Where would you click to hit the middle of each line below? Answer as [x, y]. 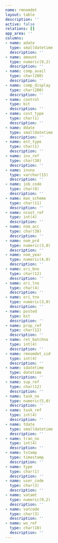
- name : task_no [22, 396]
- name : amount [21, 57]
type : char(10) [26, 528]
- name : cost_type [24, 114]
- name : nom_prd [22, 241]
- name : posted [21, 311]
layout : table [20, 15]
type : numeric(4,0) [30, 260]
